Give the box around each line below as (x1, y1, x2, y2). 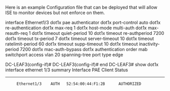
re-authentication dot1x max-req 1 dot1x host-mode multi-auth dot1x (5, 25, 147, 31)
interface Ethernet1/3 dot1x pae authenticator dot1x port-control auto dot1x (5, 20, 161, 25)
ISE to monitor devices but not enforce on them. (5, 10, 105, 16)
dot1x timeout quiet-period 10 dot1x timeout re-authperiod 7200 (32, 30, 164, 36)
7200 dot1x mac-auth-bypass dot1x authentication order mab (20, 47, 148, 52)
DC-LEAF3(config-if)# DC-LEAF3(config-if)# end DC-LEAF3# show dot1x (5, 62, 159, 67)
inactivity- (139, 41, 160, 47)
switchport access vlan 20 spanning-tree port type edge (5, 52, 123, 58)
